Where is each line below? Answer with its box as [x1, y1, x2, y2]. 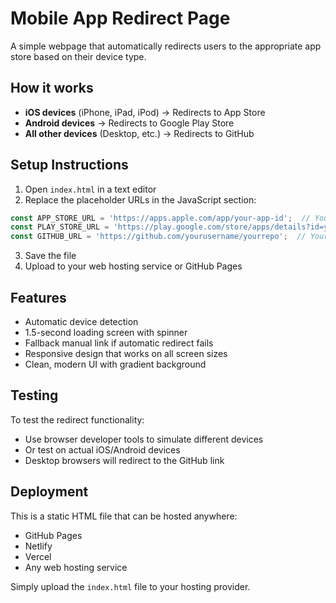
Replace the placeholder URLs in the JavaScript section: [24, 193, 257, 206]
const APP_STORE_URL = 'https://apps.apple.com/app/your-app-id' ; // [10, 213, 311, 223]
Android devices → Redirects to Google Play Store [24, 117, 235, 129]
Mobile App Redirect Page [10, 7, 231, 30]
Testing [10, 387, 59, 404]
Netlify [24, 540, 53, 552]
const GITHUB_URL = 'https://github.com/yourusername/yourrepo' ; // [10, 232, 307, 242]
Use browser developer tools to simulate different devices [24, 433, 264, 445]
